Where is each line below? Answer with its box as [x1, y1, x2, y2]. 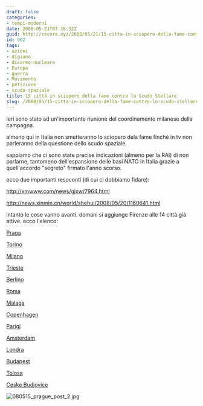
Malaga [6, 299, 25, 306]
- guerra [6, 71, 28, 77]
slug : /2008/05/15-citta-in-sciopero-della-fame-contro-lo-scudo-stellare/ [6, 98, 201, 104]
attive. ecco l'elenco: [6, 217, 59, 224]
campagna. [6, 121, 34, 128]
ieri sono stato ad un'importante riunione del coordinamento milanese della [6, 115, 193, 122]
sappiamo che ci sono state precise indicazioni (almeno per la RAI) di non [6, 151, 189, 159]
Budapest [6, 357, 30, 365]
